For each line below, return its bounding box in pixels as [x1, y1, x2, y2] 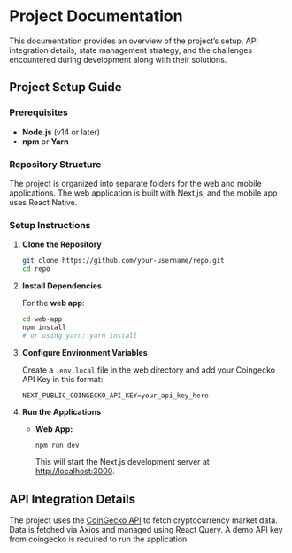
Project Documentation [9, 6, 183, 27]
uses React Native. [9, 196, 78, 207]
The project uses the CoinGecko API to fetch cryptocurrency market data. [9, 515, 279, 526]
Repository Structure [9, 157, 102, 170]
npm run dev [35, 441, 80, 449]
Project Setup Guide [9, 80, 122, 95]
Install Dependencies [21, 280, 102, 291]
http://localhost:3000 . [35, 466, 115, 477]
